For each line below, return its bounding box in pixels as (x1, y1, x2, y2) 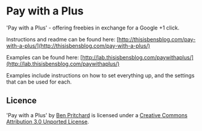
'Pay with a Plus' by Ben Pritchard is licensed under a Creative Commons (6, 111, 188, 118)
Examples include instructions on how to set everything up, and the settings (6, 72, 195, 79)
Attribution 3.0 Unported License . (6, 118, 89, 125)
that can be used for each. (6, 78, 72, 85)
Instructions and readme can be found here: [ (6, 35, 119, 43)
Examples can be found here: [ (6, 53, 83, 61)
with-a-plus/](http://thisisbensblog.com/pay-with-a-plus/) (6, 42, 151, 49)
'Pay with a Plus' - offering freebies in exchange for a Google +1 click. (6, 24, 180, 31)
